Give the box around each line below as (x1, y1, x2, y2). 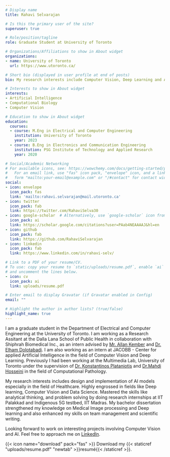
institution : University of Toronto (14, 133, 92, 138)
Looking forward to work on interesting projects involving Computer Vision (5, 426, 161, 432)
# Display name (5, 7, 37, 13)
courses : (10, 124, 28, 129)
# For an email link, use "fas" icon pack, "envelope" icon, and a (5, 170, 155, 175)
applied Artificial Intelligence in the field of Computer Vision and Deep (5, 352, 151, 358)
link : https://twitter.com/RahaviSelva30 (10, 208, 99, 214)
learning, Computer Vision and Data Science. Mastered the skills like (5, 389, 148, 395)
